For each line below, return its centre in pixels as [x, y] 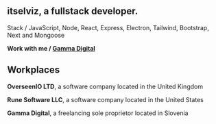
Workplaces [34, 70]
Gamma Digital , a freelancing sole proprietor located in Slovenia [98, 113]
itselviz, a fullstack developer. [73, 11]
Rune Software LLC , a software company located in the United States [105, 99]
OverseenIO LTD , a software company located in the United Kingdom [105, 86]
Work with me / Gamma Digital [51, 48]
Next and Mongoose [36, 35]
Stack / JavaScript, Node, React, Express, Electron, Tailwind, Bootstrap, [108, 27]
